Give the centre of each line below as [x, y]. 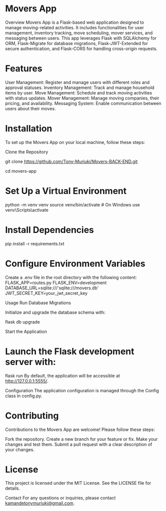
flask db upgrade [23, 322]
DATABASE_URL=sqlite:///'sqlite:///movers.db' [52, 288]
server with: [30, 362]
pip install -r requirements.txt [35, 243]
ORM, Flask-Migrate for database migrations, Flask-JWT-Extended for [77, 43]
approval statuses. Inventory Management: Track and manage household [80, 88]
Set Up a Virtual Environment [66, 191]
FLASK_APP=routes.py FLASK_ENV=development [56, 282]
